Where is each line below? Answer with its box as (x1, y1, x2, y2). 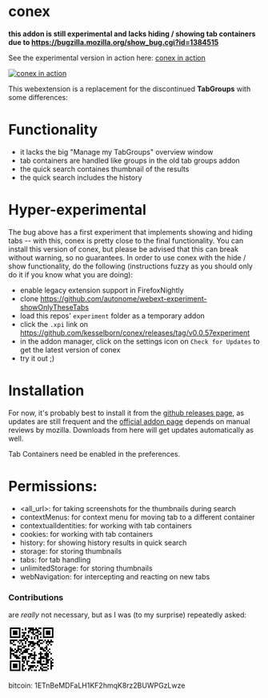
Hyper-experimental (8, 201, 146, 219)
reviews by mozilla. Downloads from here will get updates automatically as (8, 425, 254, 434)
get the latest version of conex (19, 345, 121, 354)
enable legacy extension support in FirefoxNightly (19, 285, 184, 295)
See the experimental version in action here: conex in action (8, 53, 206, 63)
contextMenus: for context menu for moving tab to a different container (19, 512, 255, 522)
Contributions (8, 591, 64, 603)
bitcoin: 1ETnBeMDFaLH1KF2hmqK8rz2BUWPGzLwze (8, 680, 186, 690)
